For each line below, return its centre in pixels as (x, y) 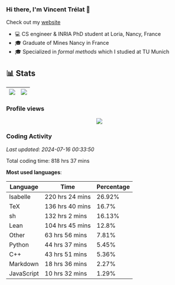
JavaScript (24, 273)
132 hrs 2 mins (66, 216)
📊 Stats (21, 73)
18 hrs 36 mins (66, 264)
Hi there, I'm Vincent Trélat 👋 (48, 9)
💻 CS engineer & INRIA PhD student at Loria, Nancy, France (88, 34)
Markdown (24, 264)
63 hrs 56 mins (66, 235)
